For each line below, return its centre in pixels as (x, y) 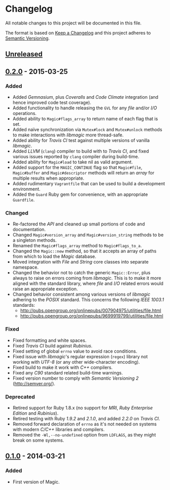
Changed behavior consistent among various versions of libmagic (81, 294)
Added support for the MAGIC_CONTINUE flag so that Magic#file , (77, 167)
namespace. (26, 267)
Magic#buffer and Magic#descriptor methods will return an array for (83, 173)
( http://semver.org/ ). (34, 383)
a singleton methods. (35, 240)
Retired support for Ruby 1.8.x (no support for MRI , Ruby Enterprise (83, 408)
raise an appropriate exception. (45, 289)
